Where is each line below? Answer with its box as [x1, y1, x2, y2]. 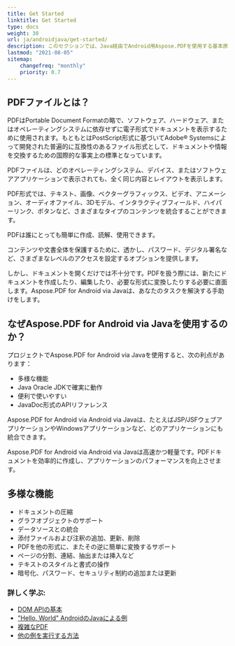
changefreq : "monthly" [20, 62, 86, 69]
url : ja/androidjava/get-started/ [7, 36, 108, 43]
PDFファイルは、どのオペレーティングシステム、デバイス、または [7, 166, 197, 175]
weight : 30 [7, 29, 39, 37]
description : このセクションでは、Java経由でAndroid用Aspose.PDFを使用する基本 [7, 43, 224, 50]
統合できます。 [7, 433, 50, 441]
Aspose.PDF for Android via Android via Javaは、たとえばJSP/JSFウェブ [7, 415, 217, 424]
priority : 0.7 [20, 69, 61, 76]
